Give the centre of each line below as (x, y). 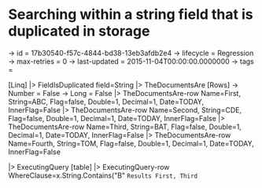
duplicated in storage (79, 31)
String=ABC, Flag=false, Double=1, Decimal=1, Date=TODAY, (106, 101)
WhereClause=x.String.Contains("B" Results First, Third (103, 175)
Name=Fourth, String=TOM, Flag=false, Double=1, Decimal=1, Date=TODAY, (131, 143)
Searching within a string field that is (131, 15)
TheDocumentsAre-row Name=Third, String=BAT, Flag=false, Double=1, (125, 127)
